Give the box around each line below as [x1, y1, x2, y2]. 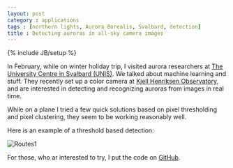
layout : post [7, 10, 45, 17]
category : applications [7, 17, 80, 24]
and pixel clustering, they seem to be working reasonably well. [7, 113, 187, 121]
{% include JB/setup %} [7, 49, 77, 57]
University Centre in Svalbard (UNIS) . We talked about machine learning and [7, 70, 227, 78]
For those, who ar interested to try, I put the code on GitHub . [7, 153, 181, 162]
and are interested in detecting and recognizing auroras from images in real [7, 84, 225, 93]
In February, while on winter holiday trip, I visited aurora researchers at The [7, 62, 223, 70]
